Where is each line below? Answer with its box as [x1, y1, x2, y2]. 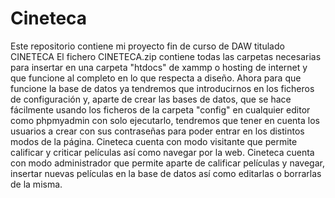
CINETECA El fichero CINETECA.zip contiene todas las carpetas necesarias [10, 50, 322, 62]
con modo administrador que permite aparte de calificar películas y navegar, [10, 157, 325, 169]
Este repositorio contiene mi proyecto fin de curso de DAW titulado [10, 40, 285, 52]
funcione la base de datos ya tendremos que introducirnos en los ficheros [10, 82, 315, 94]
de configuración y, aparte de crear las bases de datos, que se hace [10, 93, 292, 105]
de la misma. [10, 178, 63, 190]
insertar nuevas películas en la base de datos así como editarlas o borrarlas [10, 167, 322, 179]
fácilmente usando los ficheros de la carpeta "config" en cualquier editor [10, 103, 311, 116]
